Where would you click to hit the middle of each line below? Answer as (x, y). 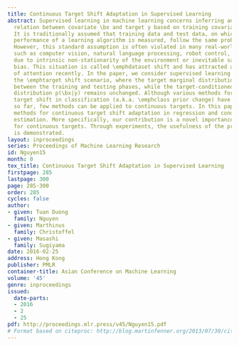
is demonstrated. (39, 133)
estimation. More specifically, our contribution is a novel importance (124, 119)
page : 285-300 (28, 185)
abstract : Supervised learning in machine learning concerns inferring (116, 21)
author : (19, 206)
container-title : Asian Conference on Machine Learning (92, 271)
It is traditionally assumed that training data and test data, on (116, 34)
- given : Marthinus (36, 225)
